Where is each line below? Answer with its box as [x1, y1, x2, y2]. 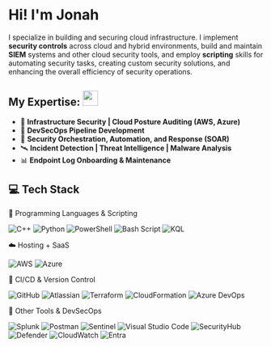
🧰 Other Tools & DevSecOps [8, 306, 103, 315]
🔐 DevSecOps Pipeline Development [19, 125, 145, 135]
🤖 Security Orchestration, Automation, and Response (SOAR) [19, 133, 230, 143]
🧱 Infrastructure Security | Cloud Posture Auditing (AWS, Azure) [19, 116, 241, 126]
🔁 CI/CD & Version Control [8, 274, 95, 284]
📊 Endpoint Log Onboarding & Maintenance [19, 155, 171, 165]
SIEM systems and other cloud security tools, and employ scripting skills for [8, 49, 264, 59]
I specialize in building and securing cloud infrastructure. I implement [8, 32, 239, 42]
